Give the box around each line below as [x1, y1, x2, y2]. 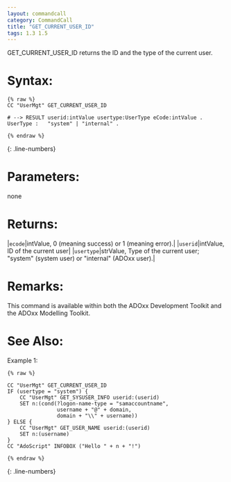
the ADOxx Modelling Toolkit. [7, 309, 91, 317]
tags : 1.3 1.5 [7, 29, 49, 37]
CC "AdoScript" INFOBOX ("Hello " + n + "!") [7, 442, 141, 449]
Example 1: [7, 356, 38, 364]
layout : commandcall [7, 10, 67, 17]
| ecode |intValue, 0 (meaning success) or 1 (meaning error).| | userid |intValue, [7, 239, 225, 248]
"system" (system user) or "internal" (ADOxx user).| [7, 255, 155, 263]
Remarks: [7, 279, 64, 294]
